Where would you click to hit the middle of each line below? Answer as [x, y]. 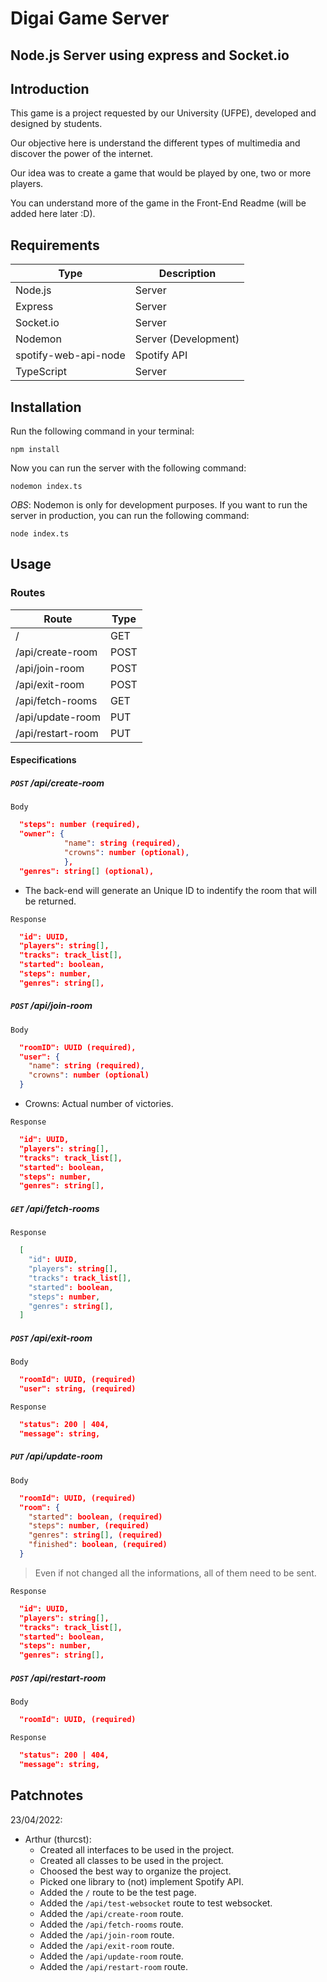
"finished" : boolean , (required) [98, 1545]
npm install [35, 450]
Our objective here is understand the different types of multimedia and [155, 143]
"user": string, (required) [78, 1389]
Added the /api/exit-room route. [107, 1945]
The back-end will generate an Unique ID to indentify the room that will [170, 890]
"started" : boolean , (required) [95, 1517]
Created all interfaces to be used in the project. [137, 1849]
